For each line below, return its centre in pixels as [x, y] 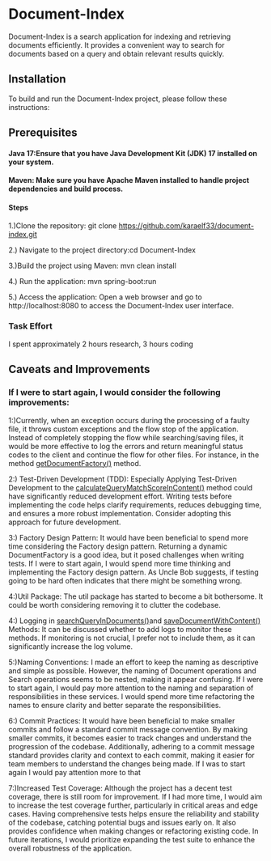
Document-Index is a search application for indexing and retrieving [120, 36]
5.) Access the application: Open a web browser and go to [105, 297]
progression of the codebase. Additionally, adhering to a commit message [131, 746]
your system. [31, 162]
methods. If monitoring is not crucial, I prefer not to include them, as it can [132, 638]
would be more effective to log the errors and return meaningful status [126, 446]
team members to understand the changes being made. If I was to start [127, 763]
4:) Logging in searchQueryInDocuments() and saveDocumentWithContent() [135, 621]
